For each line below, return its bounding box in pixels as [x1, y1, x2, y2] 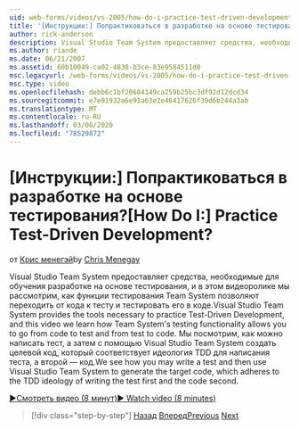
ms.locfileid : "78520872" [9, 129, 105, 138]
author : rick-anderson [9, 29, 93, 38]
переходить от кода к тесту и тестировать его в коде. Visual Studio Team [9, 300, 285, 310]
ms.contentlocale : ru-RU [9, 112, 101, 121]
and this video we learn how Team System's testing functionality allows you [9, 318, 287, 329]
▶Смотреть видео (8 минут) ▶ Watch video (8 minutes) [9, 392, 216, 403]
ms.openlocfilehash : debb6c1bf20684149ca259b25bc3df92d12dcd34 [9, 87, 249, 96]
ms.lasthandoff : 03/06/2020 [9, 121, 114, 130]
